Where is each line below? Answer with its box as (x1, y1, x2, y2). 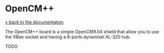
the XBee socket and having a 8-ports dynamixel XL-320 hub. (5, 34, 131, 40)
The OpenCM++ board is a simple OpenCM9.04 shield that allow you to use (5, 28, 160, 34)
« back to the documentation (5, 19, 64, 25)
